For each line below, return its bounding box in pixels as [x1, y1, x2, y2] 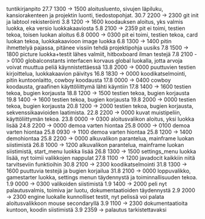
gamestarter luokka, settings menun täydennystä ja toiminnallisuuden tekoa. [6, 174, 198, 181]
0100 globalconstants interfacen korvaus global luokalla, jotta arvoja [11, 57, 183, 64]
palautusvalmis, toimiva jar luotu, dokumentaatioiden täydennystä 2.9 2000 [6, 187, 195, 194]
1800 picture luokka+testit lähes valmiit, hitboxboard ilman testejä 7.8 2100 [6, 51, 193, 57]
